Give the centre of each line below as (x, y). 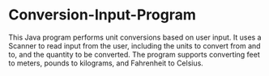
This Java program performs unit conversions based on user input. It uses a (135, 37)
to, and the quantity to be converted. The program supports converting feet (134, 54)
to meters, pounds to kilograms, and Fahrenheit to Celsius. (106, 63)
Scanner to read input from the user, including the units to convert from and (134, 45)
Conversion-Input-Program (102, 15)
